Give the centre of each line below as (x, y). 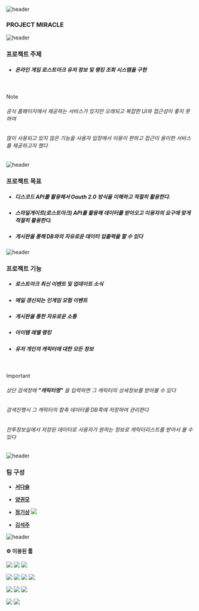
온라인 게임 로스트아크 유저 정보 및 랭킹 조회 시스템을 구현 (81, 69)
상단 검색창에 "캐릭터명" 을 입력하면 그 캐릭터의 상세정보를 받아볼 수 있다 (91, 390)
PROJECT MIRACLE (35, 25)
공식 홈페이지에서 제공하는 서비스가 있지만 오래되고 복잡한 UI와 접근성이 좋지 (95, 111)
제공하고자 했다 (30, 146)
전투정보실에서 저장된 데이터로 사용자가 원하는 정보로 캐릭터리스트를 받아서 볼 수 (99, 429)
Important (18, 376)
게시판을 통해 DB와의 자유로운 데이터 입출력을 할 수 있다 (79, 237)
